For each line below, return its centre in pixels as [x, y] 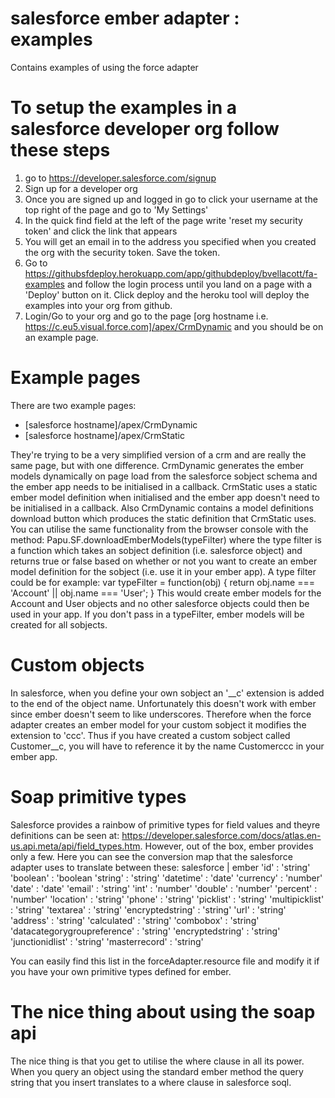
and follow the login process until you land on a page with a [189, 284]
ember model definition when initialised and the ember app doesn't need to [165, 497]
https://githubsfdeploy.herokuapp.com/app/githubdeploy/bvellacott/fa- [171, 273]
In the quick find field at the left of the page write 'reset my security [163, 220]
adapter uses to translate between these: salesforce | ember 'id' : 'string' [160, 867]
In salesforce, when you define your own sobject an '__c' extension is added [167, 693]
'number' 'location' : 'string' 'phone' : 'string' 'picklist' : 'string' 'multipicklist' [167, 899]
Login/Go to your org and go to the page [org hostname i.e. [146, 316]
